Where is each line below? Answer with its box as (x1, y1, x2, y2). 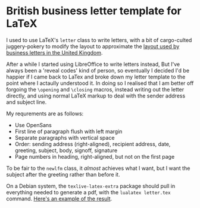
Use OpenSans (14, 121, 52, 128)
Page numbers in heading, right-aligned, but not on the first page (14, 153, 175, 160)
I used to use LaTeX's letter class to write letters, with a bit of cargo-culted (6, 36, 192, 43)
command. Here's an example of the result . (6, 195, 112, 202)
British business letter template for (6, 4, 182, 18)
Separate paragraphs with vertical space (14, 134, 115, 141)
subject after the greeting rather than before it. (6, 171, 120, 178)
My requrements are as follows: (6, 110, 84, 117)
